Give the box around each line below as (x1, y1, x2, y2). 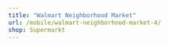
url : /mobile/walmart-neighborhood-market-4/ (8, 19, 161, 27)
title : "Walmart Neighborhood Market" (8, 11, 136, 19)
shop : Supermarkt (8, 26, 66, 34)
